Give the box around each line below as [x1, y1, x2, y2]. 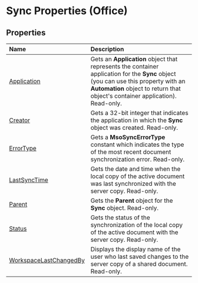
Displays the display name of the [90, 245, 181, 253]
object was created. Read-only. [90, 124, 179, 131]
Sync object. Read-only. [90, 204, 159, 212]
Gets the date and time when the [90, 165, 181, 173]
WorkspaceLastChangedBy [9, 256, 85, 264]
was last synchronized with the [90, 180, 176, 187]
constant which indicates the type [90, 140, 184, 149]
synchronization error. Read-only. [90, 155, 185, 163]
